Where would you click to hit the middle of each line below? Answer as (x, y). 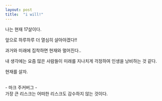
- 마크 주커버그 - (21, 87)
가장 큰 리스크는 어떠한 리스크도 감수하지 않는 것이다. (56, 94)
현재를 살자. (17, 71)
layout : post (19, 10)
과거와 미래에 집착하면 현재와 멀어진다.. (43, 50)
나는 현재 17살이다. (23, 29)
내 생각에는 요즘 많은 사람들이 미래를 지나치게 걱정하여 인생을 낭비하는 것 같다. (81, 61)
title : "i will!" (24, 14)
